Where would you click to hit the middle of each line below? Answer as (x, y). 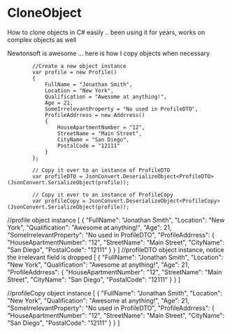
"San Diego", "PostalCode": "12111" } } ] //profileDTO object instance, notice (116, 249)
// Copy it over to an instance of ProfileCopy (103, 195)
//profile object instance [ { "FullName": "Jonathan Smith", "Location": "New (116, 220)
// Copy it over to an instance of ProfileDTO (101, 170)
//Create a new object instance (80, 66)
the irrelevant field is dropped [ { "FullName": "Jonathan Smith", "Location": (115, 257)
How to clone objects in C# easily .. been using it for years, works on (106, 32)
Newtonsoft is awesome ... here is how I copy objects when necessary (109, 53)
